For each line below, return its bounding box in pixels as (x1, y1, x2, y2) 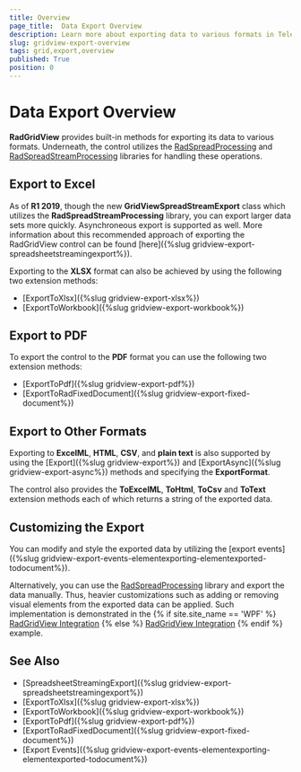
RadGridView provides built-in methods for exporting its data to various (9, 131, 275, 142)
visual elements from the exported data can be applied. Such (9, 599, 235, 610)
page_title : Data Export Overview (9, 22, 142, 31)
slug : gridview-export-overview (9, 38, 130, 48)
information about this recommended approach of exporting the (9, 229, 245, 240)
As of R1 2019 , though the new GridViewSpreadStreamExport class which (9, 200, 286, 211)
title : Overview (9, 13, 70, 22)
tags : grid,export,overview (9, 47, 115, 56)
